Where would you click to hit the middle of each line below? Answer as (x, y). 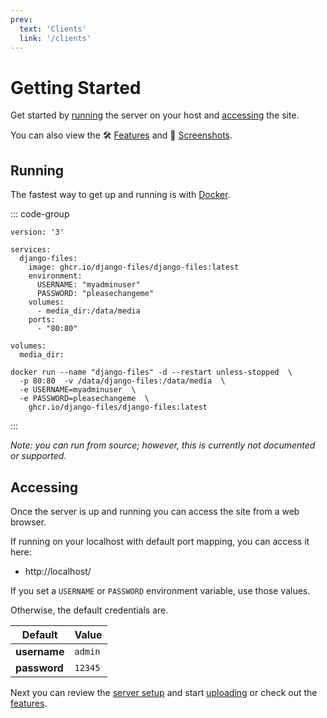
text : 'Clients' (53, 29)
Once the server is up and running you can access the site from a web (155, 511)
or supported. (38, 456)
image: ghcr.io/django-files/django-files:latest (134, 267)
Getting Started (76, 87)
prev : (21, 19)
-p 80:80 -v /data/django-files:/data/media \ (122, 381)
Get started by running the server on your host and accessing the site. (155, 115)
